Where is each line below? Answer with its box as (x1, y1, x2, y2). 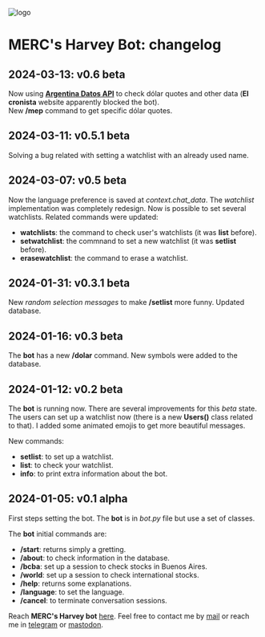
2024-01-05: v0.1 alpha (8, 492, 128, 505)
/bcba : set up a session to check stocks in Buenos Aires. (19, 562, 208, 571)
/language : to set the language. (19, 586, 125, 597)
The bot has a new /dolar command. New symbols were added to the (8, 351, 238, 360)
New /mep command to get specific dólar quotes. (8, 106, 173, 116)
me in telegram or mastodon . (8, 619, 104, 629)
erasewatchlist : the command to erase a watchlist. (19, 253, 188, 262)
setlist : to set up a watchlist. (19, 452, 114, 461)
